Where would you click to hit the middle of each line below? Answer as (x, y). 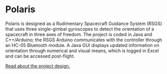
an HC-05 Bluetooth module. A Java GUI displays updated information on (82, 45)
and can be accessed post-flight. (40, 56)
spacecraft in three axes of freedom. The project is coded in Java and (79, 34)
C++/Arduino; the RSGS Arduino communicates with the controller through (84, 40)
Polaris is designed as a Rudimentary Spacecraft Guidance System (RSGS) (84, 23)
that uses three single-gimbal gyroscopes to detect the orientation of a (80, 29)
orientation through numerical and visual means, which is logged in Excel (82, 51)
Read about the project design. (38, 66)
